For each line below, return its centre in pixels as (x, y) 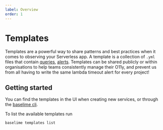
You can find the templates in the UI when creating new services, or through (82, 99)
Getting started (29, 87)
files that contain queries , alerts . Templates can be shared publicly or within (81, 62)
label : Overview (21, 9)
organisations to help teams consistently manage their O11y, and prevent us (81, 67)
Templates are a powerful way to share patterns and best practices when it (81, 52)
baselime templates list (30, 123)
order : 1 (14, 14)
